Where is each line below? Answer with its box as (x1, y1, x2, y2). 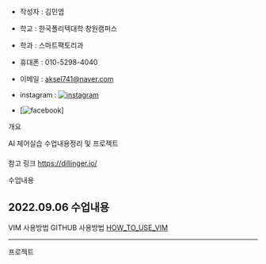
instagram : (19, 90, 57, 99)
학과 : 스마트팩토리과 (19, 40, 84, 50)
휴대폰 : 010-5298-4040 (19, 58, 98, 67)
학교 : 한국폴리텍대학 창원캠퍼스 (19, 24, 117, 33)
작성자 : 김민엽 (19, 7, 65, 16)
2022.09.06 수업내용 (8, 201, 109, 214)
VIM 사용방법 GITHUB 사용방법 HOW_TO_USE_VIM (8, 223, 169, 232)
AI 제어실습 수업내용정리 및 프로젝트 (8, 139, 119, 148)
